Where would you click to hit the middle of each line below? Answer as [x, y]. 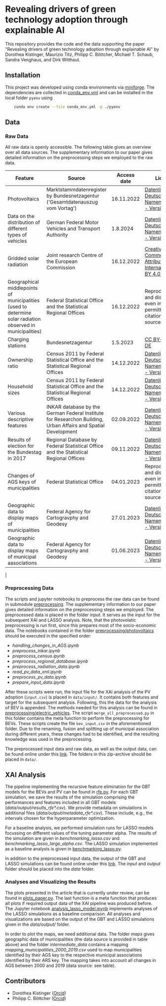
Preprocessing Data [29, 588]
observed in [21, 325]
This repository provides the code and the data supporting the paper [75, 44]
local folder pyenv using [29, 98]
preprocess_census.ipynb [39, 656]
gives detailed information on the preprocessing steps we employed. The [80, 609]
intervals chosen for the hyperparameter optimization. [60, 818]
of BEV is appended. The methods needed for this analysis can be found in [82, 707]
